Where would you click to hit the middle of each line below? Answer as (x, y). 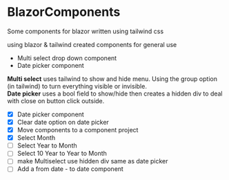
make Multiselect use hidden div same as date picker (92, 161)
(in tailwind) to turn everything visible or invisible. (77, 86)
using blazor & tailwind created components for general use (92, 44)
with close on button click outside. (56, 100)
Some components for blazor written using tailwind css (86, 31)
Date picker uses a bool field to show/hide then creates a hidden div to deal (115, 93)
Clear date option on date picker (63, 122)
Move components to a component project (78, 130)
